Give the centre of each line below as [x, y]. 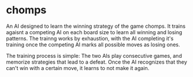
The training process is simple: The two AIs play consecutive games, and [94, 56]
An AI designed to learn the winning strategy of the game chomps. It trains [96, 26]
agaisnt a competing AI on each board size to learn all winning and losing [94, 32]
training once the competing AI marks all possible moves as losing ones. [93, 45]
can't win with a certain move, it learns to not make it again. [78, 68]
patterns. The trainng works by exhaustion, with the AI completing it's [90, 38]
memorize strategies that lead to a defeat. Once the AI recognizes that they [96, 62]
